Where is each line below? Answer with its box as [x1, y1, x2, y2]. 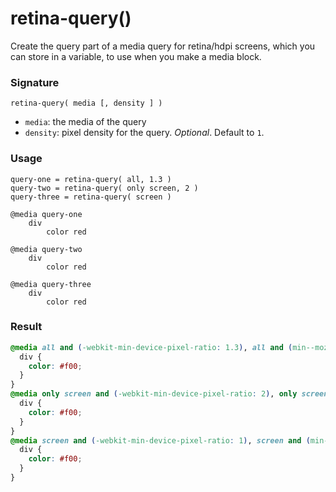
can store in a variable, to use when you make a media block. [10, 50, 262, 62]
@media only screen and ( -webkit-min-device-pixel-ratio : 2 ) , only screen [10, 389, 329, 399]
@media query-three [10, 279, 92, 289]
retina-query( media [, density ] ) [10, 98, 163, 109]
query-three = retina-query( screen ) [10, 192, 172, 202]
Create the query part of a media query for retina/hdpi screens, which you [10, 40, 316, 52]
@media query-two [10, 244, 83, 254]
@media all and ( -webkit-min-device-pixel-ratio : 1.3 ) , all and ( [10, 342, 293, 352]
